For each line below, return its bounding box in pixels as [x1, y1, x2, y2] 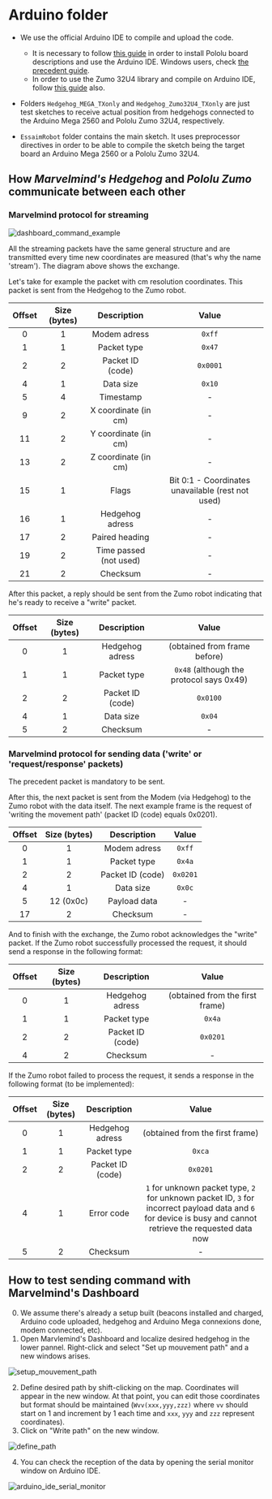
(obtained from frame [168, 640, 251, 651]
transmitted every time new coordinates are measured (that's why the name [8, 252, 261, 261]
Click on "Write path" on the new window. [19, 1425, 159, 1435]
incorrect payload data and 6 [146, 1202, 256, 1213]
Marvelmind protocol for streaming [8, 210, 149, 221]
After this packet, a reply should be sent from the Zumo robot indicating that [8, 589, 262, 598]
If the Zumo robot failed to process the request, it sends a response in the [8, 1070, 254, 1080]
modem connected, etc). [19, 1325, 103, 1335]
